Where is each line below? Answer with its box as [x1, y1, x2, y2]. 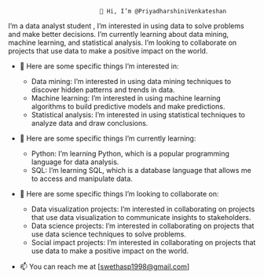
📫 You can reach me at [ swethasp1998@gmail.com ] [19, 262, 190, 271]
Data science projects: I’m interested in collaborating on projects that [31, 221, 255, 230]
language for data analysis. [31, 157, 119, 167]
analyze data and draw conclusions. [31, 119, 148, 127]
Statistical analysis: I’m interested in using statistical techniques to [31, 110, 246, 119]
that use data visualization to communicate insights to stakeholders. [31, 213, 251, 222]
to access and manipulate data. [31, 174, 134, 183]
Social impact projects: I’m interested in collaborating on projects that [31, 238, 256, 247]
